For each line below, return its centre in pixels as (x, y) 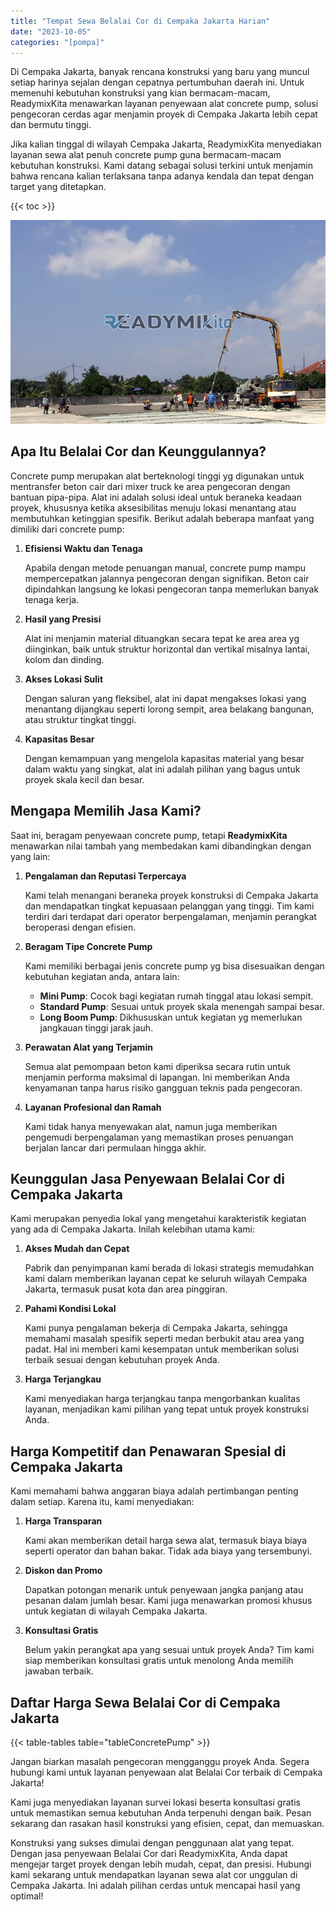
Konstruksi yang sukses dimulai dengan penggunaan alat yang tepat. (152, 1843)
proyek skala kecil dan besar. (84, 779)
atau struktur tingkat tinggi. (80, 719)
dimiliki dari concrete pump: (67, 529)
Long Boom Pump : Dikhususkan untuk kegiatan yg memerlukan (171, 1017)
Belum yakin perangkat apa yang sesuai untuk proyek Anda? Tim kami (169, 1650)
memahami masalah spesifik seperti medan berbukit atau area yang (164, 1339)
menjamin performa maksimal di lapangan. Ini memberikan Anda (157, 1077)
